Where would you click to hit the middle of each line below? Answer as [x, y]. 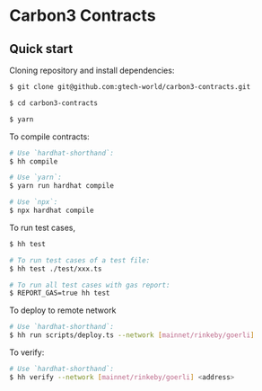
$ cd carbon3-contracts [54, 103]
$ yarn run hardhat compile [62, 186]
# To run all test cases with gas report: [90, 285]
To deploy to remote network [63, 310]
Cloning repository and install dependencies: [92, 70]
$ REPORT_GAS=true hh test [60, 293]
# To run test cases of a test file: [80, 260]
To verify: [27, 352]
